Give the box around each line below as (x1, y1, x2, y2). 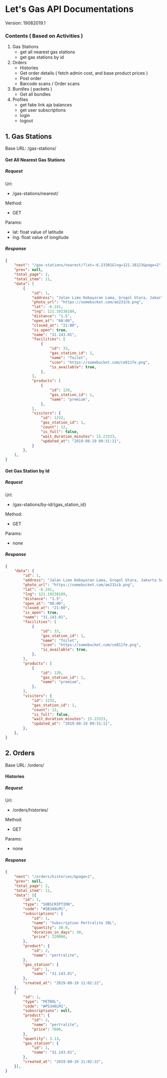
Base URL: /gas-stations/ (5, 145, 57, 151)
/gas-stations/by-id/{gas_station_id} (12, 501, 86, 507)
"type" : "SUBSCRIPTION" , (23, 902, 75, 907)
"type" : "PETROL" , (23, 999, 61, 1004)
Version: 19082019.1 (5, 20, 46, 26)
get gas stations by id (19, 54, 64, 60)
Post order (19, 76, 42, 82)
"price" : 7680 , (31, 1027, 64, 1032)
